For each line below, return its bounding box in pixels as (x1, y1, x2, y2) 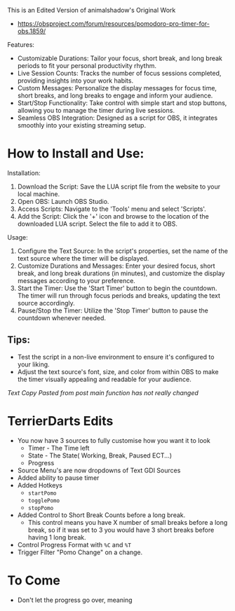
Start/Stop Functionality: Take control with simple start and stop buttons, (17, 99, 227, 107)
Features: (7, 41, 35, 48)
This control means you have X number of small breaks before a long (27, 518, 228, 526)
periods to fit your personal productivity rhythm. (17, 62, 156, 69)
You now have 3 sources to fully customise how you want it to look (17, 436, 210, 444)
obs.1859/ (17, 27, 46, 35)
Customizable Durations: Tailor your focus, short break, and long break (17, 54, 223, 62)
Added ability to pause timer (17, 473, 100, 482)
